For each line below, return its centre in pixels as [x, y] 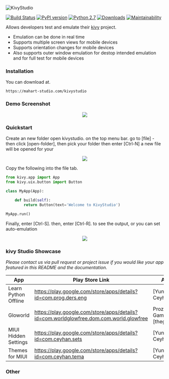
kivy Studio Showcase [33, 251]
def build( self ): [33, 201]
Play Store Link [91, 280]
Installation [20, 71]
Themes [18, 350]
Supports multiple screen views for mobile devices [65, 42]
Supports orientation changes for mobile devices [63, 47]
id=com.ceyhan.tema [59, 357]
